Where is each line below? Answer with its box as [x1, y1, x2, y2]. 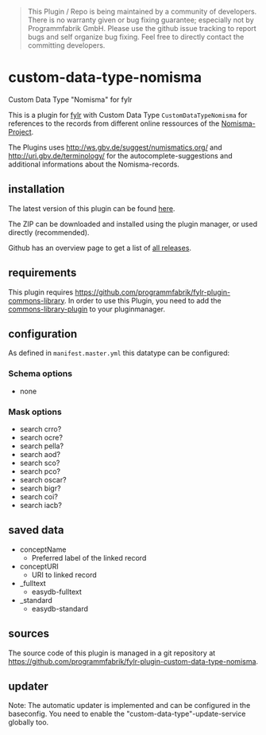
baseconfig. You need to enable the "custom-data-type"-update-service [8, 709, 246, 719]
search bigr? [19, 483, 61, 493]
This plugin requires [8, 287, 74, 297]
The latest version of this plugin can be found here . [8, 203, 175, 213]
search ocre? [19, 432, 64, 442]
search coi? [19, 491, 58, 501]
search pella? [19, 441, 64, 451]
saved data [8, 523, 64, 537]
